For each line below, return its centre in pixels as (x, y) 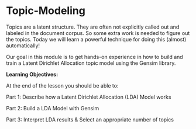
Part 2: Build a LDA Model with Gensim (53, 108)
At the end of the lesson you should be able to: (62, 85)
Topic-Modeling (46, 11)
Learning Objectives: (32, 74)
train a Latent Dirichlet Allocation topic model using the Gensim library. (91, 63)
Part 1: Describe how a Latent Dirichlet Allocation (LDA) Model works (89, 97)
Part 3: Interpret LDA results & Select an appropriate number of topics (90, 119)
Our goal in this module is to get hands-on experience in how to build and (94, 57)
